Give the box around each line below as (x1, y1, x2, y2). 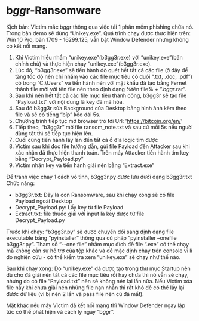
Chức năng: (6, 180, 35, 187)
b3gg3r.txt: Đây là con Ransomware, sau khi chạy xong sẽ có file (14, 191, 175, 198)
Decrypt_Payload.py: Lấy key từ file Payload (14, 203, 124, 211)
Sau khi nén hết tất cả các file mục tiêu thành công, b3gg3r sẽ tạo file (14, 92, 187, 99)
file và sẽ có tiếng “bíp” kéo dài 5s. (14, 111, 101, 118)
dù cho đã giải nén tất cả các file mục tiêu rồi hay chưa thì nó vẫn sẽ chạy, (6, 271, 189, 278)
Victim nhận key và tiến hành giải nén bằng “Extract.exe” (14, 162, 155, 169)
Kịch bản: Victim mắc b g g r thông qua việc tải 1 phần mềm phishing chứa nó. (6, 23, 194, 30)
